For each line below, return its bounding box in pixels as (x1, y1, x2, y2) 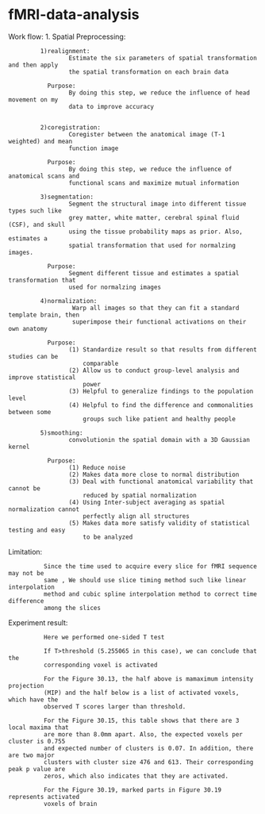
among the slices (43, 604, 102, 612)
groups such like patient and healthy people (83, 415, 236, 423)
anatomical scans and (8, 172, 80, 180)
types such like (8, 206, 62, 215)
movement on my (8, 95, 59, 104)
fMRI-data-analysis (8, 6, 140, 24)
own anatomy (8, 324, 48, 332)
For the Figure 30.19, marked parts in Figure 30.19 (43, 785, 222, 794)
